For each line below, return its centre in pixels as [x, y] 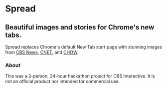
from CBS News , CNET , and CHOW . [42, 52]
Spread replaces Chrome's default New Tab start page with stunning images [84, 47]
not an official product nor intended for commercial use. [63, 81]
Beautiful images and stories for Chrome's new [80, 27]
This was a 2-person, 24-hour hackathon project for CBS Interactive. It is [80, 76]
